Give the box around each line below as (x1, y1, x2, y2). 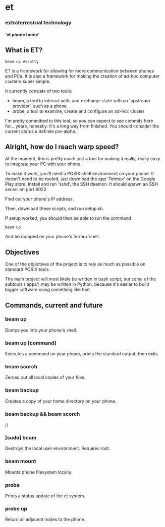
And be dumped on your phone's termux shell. (5, 234, 100, 240)
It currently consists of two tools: (5, 88, 73, 94)
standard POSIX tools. (5, 266, 51, 272)
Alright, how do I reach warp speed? (5, 142, 119, 151)
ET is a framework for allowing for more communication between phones (5, 67, 154, 73)
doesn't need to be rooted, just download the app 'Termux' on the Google (5, 176, 156, 182)
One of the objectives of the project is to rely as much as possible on (5, 261, 146, 267)
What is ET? (5, 46, 43, 55)
